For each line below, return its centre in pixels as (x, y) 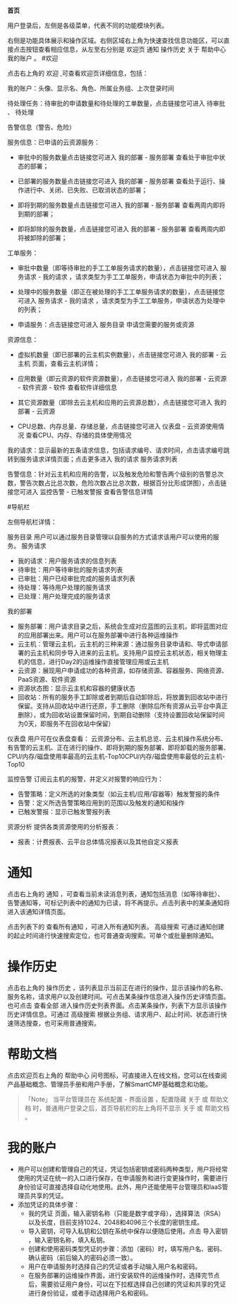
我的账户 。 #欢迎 (33, 58)
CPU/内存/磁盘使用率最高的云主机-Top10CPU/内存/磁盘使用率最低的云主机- (116, 756)
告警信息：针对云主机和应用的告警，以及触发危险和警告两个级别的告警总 (112, 474)
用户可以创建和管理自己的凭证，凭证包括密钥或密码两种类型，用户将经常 (122, 1169)
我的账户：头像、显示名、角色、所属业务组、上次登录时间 (91, 88)
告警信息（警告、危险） (41, 127)
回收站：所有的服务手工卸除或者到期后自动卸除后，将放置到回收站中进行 (122, 697)
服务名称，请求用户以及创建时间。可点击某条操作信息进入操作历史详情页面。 (119, 996)
